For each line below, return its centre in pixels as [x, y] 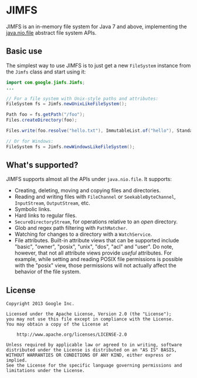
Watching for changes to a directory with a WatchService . [83, 234]
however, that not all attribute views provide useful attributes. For [93, 253]
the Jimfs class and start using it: [46, 72]
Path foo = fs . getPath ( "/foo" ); [45, 115]
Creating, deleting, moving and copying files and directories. [88, 190]
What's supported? [42, 165]
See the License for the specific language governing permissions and [94, 366]
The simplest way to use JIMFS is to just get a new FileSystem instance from [98, 65]
